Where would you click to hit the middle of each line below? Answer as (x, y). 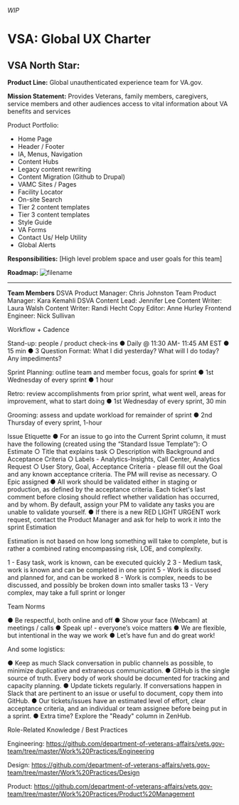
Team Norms (26, 606)
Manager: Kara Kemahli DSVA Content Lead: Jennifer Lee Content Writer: (115, 301)
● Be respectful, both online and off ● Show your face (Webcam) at (107, 620)
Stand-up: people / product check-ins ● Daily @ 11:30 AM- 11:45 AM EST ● (118, 343)
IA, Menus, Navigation (50, 154)
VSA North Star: (44, 65)
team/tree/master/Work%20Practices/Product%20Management (101, 794)
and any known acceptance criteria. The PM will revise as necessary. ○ (112, 474)
